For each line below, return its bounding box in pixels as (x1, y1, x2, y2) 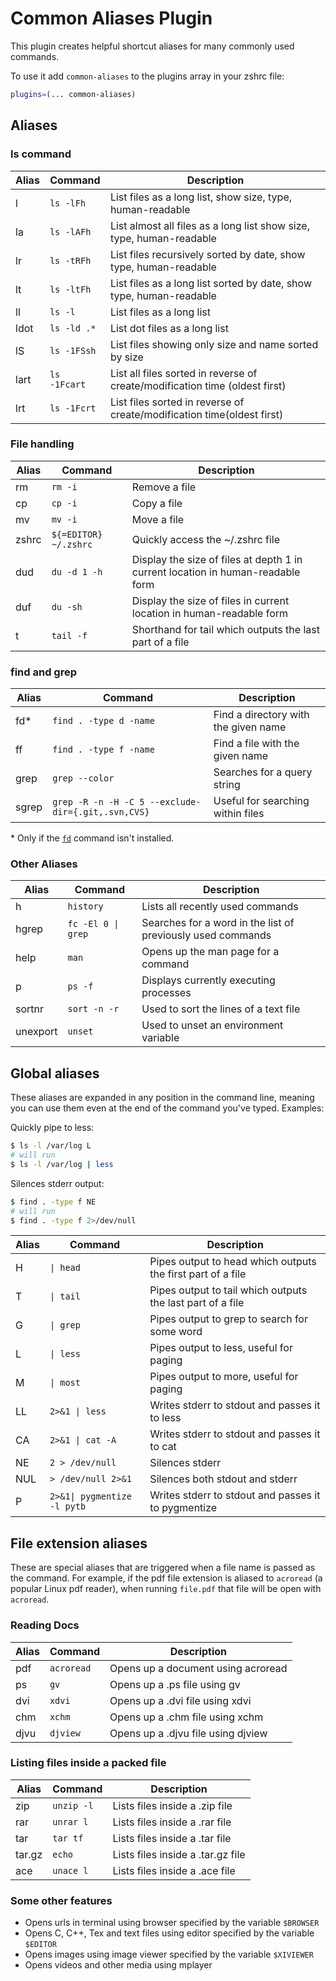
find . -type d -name (52, 715, 155, 727)
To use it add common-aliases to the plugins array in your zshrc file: (10, 70, 285, 82)
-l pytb (49, 1501, 87, 1512)
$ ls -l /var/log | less (10, 1159, 114, 1169)
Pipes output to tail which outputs (149, 1283, 308, 1297)
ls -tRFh (49, 255, 92, 266)
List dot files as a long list (109, 321, 229, 335)
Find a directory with (213, 708, 310, 722)
